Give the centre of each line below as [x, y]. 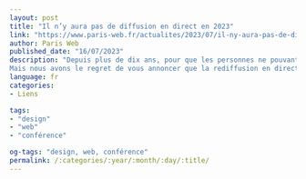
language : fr [34, 77]
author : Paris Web [44, 43]
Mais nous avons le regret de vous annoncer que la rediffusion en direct [154, 69]
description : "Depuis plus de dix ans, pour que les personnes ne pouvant [154, 60]
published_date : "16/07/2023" [67, 52]
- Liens [24, 94]
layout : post [34, 18]
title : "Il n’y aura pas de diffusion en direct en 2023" [122, 26]
